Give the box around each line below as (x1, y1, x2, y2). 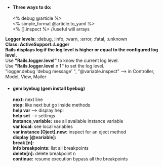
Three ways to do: (12, 4, 52, 10)
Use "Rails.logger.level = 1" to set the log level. (5, 63, 105, 69)
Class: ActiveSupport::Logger (5, 41, 70, 48)
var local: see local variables (12, 123, 73, 129)
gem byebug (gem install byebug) (12, 85, 85, 91)
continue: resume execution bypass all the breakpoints (12, 156, 128, 162)
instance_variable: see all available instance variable (12, 118, 124, 124)
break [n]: (12, 140, 34, 146)
